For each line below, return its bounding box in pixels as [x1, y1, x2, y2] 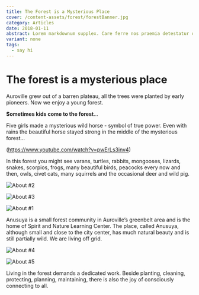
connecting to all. [6, 282, 49, 289]
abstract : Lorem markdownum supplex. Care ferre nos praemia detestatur [6, 31, 190, 37]
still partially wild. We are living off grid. [6, 235, 102, 242]
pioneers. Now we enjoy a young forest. [6, 99, 104, 106]
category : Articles [6, 20, 54, 26]
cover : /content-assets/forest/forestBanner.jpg [6, 14, 129, 20]
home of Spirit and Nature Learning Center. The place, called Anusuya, [6, 222, 179, 229]
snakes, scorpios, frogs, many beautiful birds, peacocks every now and [6, 164, 181, 171]
